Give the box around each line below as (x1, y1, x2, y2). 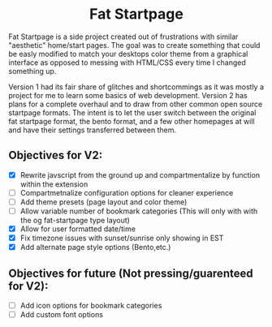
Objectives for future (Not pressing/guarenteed (8, 266, 253, 280)
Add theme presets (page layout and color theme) (19, 196, 188, 207)
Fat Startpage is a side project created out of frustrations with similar (8, 32, 239, 41)
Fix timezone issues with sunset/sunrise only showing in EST (19, 233, 224, 243)
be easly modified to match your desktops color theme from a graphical (8, 49, 248, 58)
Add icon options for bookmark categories (19, 301, 162, 310)
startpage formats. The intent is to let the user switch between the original (8, 107, 257, 118)
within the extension (19, 179, 89, 189)
